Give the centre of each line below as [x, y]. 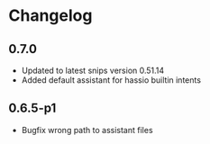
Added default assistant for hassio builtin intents [111, 80]
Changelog [50, 16]
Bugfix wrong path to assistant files [87, 130]
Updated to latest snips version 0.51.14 [93, 70]
